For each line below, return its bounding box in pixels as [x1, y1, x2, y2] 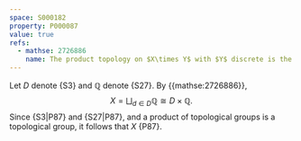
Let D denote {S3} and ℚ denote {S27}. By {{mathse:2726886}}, [9, 80, 248, 91]
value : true [9, 30, 54, 39]
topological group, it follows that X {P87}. [9, 120, 162, 131]
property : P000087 [9, 22, 78, 31]
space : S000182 [9, 13, 67, 22]
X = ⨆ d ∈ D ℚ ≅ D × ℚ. [109, 95, 194, 108]
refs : [9, 38, 30, 48]
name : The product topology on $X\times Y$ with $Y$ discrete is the [25, 55, 293, 64]
